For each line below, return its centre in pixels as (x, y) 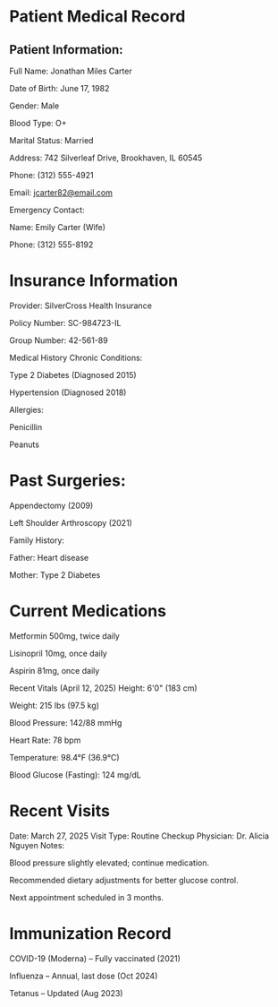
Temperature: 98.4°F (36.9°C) (64, 757)
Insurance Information (94, 281)
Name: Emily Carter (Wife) (57, 227)
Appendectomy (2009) (51, 505)
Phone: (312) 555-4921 (51, 175)
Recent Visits (59, 811)
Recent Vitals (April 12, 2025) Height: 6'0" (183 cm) (104, 688)
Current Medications (88, 611)
